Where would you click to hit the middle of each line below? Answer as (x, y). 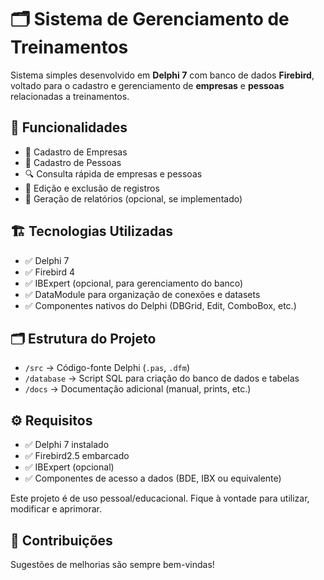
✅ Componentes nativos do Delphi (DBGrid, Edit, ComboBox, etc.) (160, 305)
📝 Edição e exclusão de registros (92, 188)
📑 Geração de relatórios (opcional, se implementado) (133, 198)
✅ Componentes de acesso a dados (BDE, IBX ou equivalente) (153, 478)
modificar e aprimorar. (56, 509)
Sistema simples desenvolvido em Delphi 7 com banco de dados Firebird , (162, 75)
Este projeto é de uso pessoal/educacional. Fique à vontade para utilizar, (160, 498)
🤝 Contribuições (61, 540)
